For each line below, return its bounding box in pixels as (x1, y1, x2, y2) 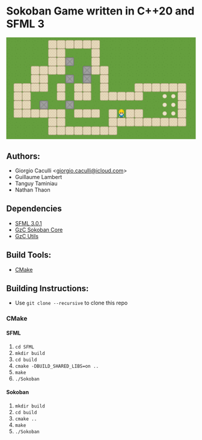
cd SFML (14, 344, 34, 350)
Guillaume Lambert (14, 173, 63, 180)
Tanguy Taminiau (14, 180, 58, 187)
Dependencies (6, 204, 62, 214)
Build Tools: (6, 250, 52, 260)
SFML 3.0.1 (14, 219, 42, 227)
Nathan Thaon (14, 186, 50, 193)
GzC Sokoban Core (14, 226, 63, 233)
